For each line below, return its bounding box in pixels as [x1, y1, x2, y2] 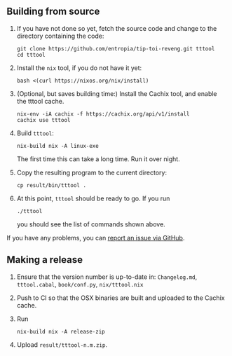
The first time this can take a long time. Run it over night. [16, 154, 180, 163]
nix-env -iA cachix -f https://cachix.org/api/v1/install [16, 110, 190, 118]
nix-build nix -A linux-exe [16, 142, 99, 149]
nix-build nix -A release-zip [16, 328, 106, 335]
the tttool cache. [16, 97, 64, 105]
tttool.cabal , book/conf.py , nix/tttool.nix [16, 280, 144, 288]
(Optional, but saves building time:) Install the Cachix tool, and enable [16, 89, 217, 97]
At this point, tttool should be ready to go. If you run [16, 194, 170, 203]
